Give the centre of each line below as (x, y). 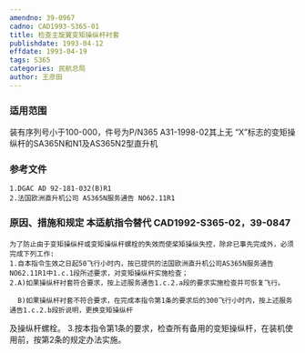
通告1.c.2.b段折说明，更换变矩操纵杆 (71, 310)
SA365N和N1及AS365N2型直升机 (96, 144)
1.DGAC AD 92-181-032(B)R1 (61, 189)
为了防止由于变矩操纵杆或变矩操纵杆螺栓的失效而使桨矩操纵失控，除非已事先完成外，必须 (152, 244)
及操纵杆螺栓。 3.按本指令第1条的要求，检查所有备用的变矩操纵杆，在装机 (147, 328)
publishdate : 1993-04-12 (56, 43)
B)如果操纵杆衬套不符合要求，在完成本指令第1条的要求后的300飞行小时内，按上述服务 (155, 300)
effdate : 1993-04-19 (49, 52)
